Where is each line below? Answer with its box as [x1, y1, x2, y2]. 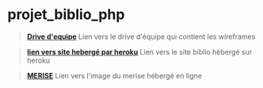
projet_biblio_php [7, 6, 125, 24]
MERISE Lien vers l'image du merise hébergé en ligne [26, 71, 203, 80]
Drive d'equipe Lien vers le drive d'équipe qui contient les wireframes [26, 32, 256, 41]
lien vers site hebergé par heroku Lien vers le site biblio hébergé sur [26, 47, 253, 56]
